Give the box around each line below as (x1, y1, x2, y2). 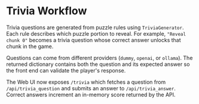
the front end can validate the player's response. (6, 67, 126, 74)
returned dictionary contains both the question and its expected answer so (6, 61, 190, 68)
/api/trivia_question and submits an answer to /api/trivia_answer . (6, 84, 176, 92)
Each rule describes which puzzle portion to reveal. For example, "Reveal (6, 30, 186, 37)
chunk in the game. (6, 43, 54, 50)
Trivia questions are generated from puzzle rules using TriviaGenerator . (6, 24, 184, 31)
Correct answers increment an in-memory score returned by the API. (6, 91, 176, 98)
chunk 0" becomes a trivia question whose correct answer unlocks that (6, 36, 181, 43)
